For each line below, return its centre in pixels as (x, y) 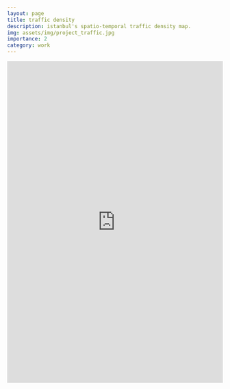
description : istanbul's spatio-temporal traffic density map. (99, 26)
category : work (29, 45)
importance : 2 (27, 39)
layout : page (26, 13)
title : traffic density (41, 20)
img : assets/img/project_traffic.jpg (61, 33)
